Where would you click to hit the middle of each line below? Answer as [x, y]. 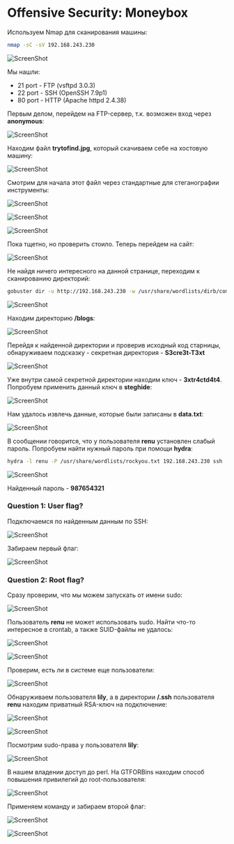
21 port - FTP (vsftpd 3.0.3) [56, 85]
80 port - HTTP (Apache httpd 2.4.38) [72, 100]
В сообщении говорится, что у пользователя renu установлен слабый [111, 441]
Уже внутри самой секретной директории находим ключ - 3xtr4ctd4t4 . [115, 379]
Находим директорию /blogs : [51, 318]
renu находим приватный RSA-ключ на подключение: [87, 704]
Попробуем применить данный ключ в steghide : [80, 387]
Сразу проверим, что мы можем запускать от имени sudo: [95, 595]
